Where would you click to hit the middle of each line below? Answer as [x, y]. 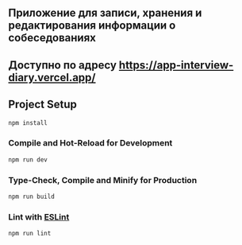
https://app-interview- [176, 65]
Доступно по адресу [63, 65]
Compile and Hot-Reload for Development [90, 143]
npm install [28, 122]
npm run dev [28, 159]
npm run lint [30, 234]
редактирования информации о [92, 26]
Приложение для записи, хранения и [105, 13]
